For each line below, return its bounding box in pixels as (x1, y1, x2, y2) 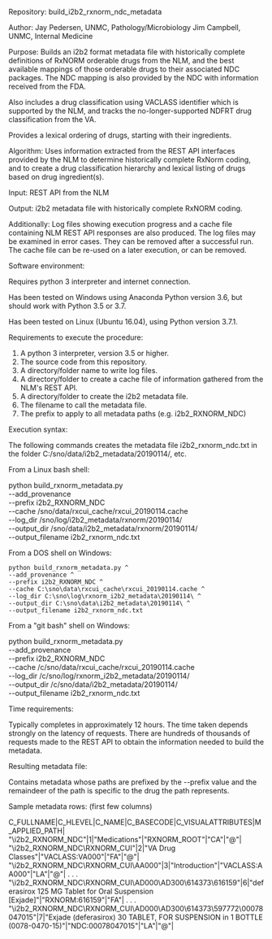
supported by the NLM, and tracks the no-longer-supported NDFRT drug (8, 106, 252, 115)
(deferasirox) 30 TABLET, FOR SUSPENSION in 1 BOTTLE (72, 912, 264, 922)
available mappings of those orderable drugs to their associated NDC (8, 64, 240, 74)
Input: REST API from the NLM (8, 188, 110, 198)
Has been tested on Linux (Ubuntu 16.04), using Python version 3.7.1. (8, 317, 238, 326)
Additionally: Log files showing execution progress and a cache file (8, 220, 233, 228)
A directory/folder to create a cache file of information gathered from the (19, 374, 264, 384)
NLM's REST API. (19, 383, 79, 393)
